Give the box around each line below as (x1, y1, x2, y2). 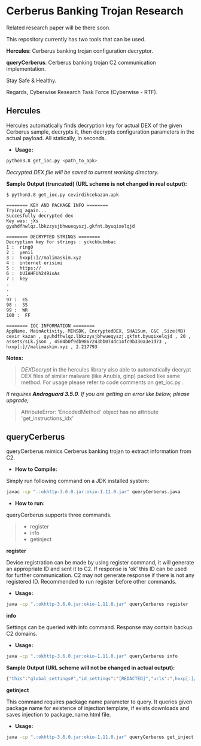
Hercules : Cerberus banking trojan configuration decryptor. (6, 47, 154, 55)
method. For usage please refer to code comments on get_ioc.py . (20, 379, 184, 386)
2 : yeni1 (6, 249, 33, 255)
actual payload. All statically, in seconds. (6, 134, 106, 141)
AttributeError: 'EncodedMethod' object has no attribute (20, 408, 159, 415)
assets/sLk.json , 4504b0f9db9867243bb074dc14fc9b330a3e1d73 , (6, 339, 167, 345)
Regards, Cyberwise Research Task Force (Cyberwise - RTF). (6, 88, 158, 95)
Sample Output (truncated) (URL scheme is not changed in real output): (6, 180, 187, 187)
